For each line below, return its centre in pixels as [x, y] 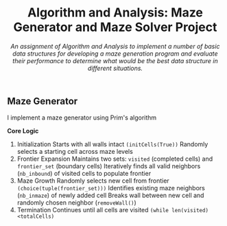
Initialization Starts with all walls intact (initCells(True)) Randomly [112, 144]
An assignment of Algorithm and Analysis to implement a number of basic [115, 46]
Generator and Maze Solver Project [115, 27]
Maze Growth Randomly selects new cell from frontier [93, 181]
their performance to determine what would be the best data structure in [115, 60]
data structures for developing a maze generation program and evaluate [115, 54]
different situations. [115, 68]
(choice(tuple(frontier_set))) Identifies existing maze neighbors [111, 188]
